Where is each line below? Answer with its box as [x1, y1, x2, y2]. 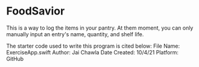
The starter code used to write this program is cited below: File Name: [6, 42, 180, 49]
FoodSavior [6, 4, 65, 18]
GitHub [6, 55, 24, 62]
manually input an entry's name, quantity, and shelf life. [6, 30, 144, 37]
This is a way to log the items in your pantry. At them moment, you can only [6, 24, 194, 31]
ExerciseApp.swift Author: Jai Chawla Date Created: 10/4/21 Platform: [6, 48, 179, 56]
